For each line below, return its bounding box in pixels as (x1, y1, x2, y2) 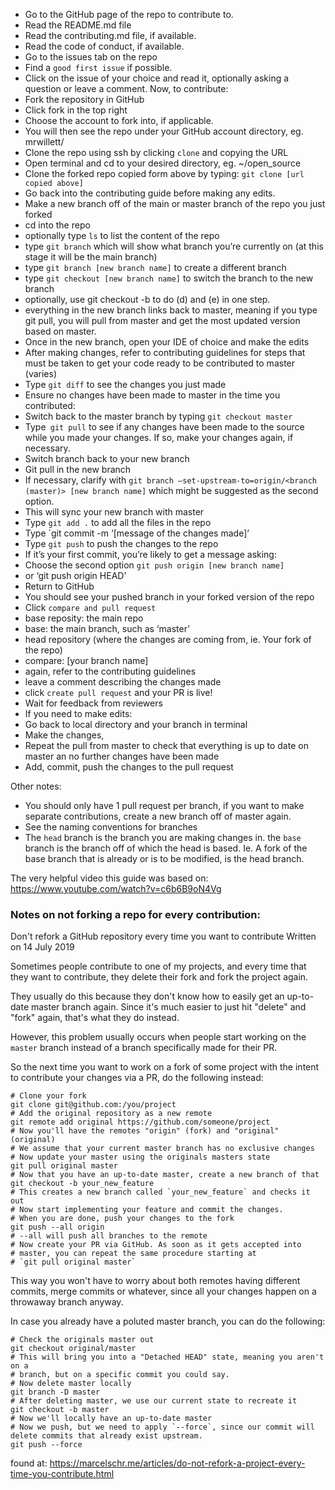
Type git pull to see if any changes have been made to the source (24, 421, 305, 433)
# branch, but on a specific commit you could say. (10, 1370, 230, 1380)
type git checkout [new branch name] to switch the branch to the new (24, 272, 314, 284)
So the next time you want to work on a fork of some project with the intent (10, 1061, 320, 1073)
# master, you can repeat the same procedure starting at (10, 1249, 257, 1259)
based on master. (24, 325, 97, 337)
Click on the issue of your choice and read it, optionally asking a (24, 72, 290, 84)
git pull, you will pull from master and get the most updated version (24, 315, 301, 326)
